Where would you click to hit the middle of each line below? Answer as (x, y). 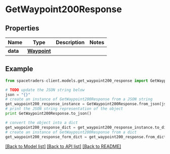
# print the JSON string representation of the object (64, 109)
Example (19, 69)
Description (70, 42)
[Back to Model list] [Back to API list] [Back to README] (63, 146)
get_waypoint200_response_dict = (40, 127)
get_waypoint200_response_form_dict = (46, 137)
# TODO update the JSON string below (45, 90)
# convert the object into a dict (42, 122)
